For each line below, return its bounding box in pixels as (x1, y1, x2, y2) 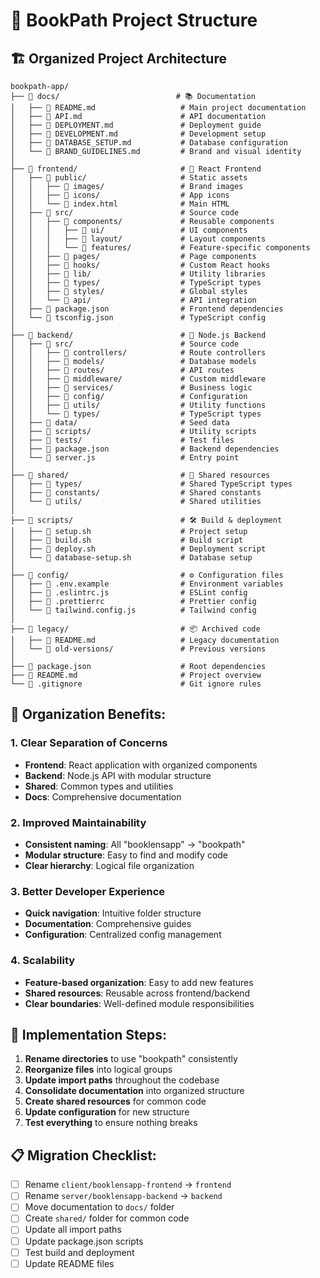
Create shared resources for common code (24, 1095, 207, 1108)
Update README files (24, 1257, 115, 1269)
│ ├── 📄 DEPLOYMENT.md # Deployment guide (10, 120, 262, 130)
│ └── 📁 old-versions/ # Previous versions (10, 644, 267, 654)
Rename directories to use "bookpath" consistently (24, 1053, 238, 1065)
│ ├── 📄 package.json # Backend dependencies (10, 444, 280, 454)
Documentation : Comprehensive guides (24, 918, 192, 930)
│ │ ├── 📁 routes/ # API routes (10, 365, 235, 375)
